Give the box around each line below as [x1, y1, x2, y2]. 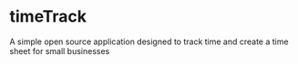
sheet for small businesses [9, 45, 110, 56]
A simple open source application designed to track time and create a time [9, 36, 289, 47]
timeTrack [9, 6, 87, 27]
